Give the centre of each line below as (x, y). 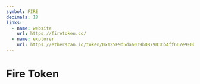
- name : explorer (33, 39)
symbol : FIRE (22, 12)
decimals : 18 (22, 17)
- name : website (32, 28)
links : (14, 22)
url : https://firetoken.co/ (51, 34)
